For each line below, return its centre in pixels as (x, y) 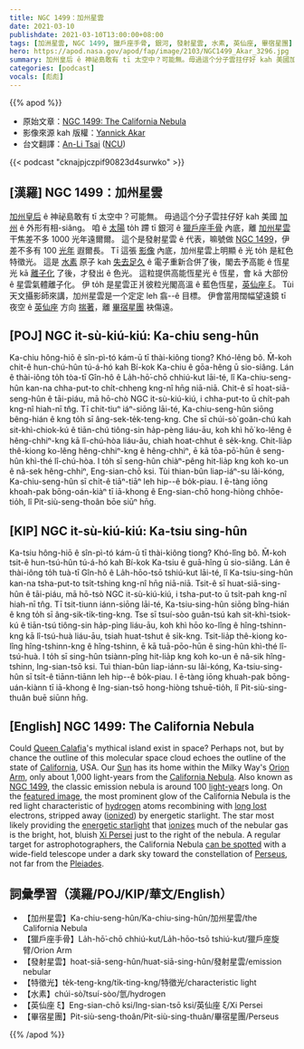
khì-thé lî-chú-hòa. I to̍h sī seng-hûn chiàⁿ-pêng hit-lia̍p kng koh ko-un (157, 461)
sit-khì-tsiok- (267, 615)
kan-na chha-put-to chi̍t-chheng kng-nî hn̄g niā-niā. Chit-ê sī (140, 388)
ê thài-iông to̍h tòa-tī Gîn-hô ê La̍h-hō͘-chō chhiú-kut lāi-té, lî (122, 378)
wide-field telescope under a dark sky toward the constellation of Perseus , (148, 854)
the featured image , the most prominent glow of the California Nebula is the (150, 796)
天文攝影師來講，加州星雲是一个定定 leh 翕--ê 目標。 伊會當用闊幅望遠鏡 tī (148, 295)
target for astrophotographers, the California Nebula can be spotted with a (148, 844)
